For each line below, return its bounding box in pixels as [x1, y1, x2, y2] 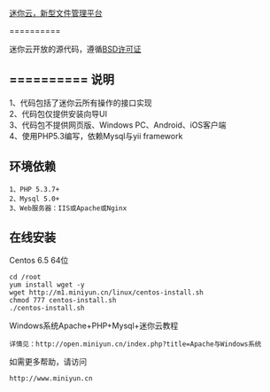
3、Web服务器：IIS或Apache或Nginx [9, 203, 127, 213]
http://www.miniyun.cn [9, 374, 93, 383]
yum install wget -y [9, 280, 86, 290]
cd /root [9, 273, 42, 282]
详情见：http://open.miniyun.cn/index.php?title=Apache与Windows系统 [9, 340, 262, 349]
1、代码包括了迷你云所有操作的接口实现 [9, 97, 152, 108]
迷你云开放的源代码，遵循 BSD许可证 [9, 43, 142, 54]
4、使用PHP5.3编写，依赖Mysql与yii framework [9, 130, 183, 141]
